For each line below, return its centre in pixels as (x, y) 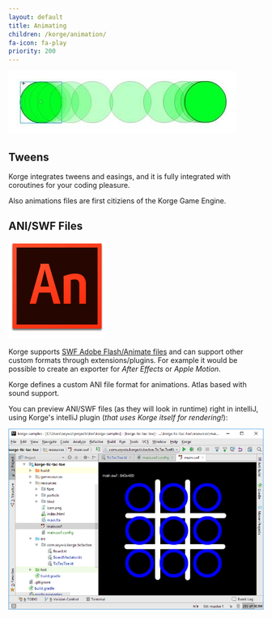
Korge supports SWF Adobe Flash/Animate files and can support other (126, 352)
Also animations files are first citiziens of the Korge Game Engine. (117, 200)
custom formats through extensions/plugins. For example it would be (123, 360)
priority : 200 (32, 51)
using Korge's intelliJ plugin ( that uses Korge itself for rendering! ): (118, 417)
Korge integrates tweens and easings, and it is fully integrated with (119, 176)
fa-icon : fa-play (38, 43)
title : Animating (38, 26)
